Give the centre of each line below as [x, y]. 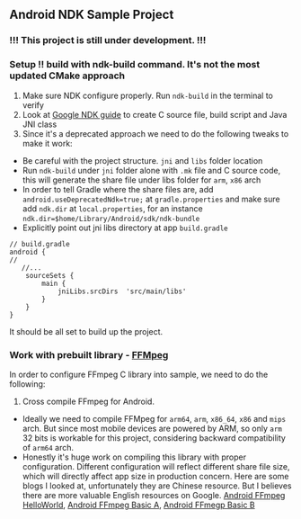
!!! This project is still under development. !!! [108, 40]
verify [33, 105]
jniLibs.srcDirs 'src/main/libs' [122, 291]
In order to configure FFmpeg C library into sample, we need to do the [139, 374]
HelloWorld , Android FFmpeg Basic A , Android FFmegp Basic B [138, 505]
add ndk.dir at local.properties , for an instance [113, 208]
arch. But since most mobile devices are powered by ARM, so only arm [152, 428]
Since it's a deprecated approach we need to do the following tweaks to [155, 133]
